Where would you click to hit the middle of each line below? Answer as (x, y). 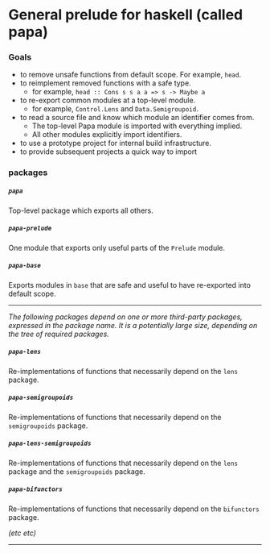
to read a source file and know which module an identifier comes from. (137, 118)
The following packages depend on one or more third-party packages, (125, 317)
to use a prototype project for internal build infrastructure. (115, 143)
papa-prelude (30, 228)
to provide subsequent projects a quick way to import (108, 152)
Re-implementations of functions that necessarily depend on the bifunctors (134, 509)
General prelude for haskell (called (126, 15)
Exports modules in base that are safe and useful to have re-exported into (130, 285)
